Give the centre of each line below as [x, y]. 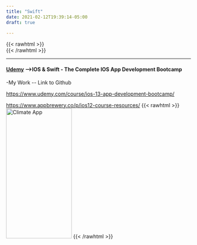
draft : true [21, 22]
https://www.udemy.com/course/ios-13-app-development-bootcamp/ [90, 94]
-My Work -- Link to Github [39, 82]
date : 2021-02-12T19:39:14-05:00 [47, 17]
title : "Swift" [25, 11]
